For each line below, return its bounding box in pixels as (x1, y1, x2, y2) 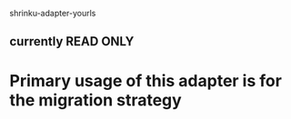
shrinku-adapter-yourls (9, 8, 96, 18)
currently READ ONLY (9, 34, 135, 49)
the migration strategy (9, 90, 182, 110)
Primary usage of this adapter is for (9, 70, 282, 91)
